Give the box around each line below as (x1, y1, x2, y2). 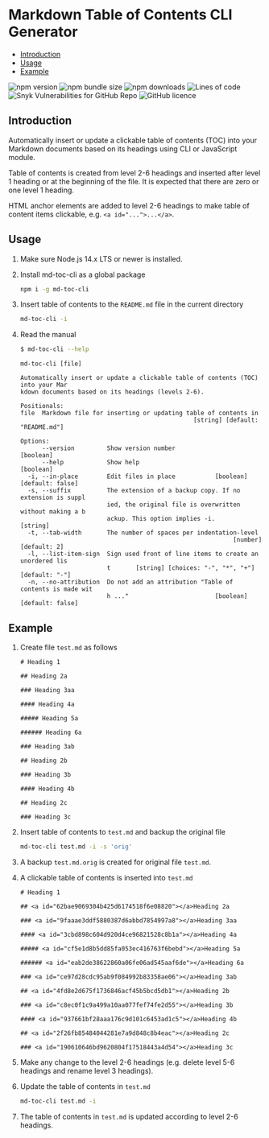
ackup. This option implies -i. (106, 515, 216, 523)
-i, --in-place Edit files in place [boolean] (27, 472, 248, 480)
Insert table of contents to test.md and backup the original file (19, 827, 226, 836)
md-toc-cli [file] (19, 360, 82, 368)
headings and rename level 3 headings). (19, 1066, 154, 1075)
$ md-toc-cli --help (19, 345, 89, 353)
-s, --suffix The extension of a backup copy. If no (27, 487, 241, 495)
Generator (8, 23, 78, 41)
